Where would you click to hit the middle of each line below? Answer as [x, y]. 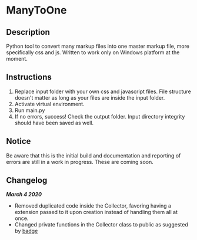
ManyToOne [36, 10]
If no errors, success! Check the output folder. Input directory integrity [100, 116]
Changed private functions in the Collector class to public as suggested [101, 225]
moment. [17, 59]
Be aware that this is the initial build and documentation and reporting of [94, 155]
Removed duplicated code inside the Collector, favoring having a [93, 206]
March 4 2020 [24, 195]
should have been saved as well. [54, 123]
